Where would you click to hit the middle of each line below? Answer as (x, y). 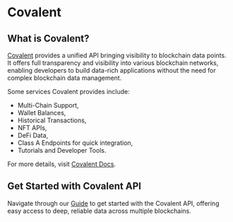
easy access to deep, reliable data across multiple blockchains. (100, 211)
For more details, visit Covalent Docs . (62, 164)
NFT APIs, (32, 128)
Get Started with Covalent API (74, 186)
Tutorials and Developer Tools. (62, 150)
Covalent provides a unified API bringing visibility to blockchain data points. (117, 55)
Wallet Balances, (42, 113)
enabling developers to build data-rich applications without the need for (112, 70)
